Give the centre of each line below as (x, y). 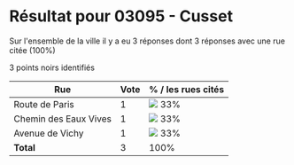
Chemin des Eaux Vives (63, 119)
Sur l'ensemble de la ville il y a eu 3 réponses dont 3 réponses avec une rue (147, 41)
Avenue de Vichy (49, 133)
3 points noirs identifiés (52, 67)
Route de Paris (44, 104)
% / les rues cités (186, 89)
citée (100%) (32, 50)
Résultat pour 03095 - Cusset (121, 16)
